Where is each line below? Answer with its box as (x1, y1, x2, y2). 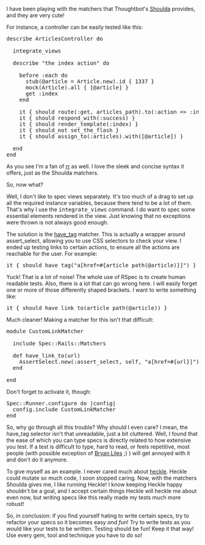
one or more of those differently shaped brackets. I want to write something (6, 286, 196, 294)
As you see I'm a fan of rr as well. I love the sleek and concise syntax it (6, 163, 184, 170)
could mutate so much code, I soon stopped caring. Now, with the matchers (6, 474, 197, 482)
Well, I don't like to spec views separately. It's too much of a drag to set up (6, 193, 194, 200)
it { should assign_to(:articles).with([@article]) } (19, 133, 184, 140)
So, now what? (6, 181, 44, 188)
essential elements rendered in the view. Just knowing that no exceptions (6, 212, 191, 219)
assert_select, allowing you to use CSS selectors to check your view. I (6, 237, 182, 244)
